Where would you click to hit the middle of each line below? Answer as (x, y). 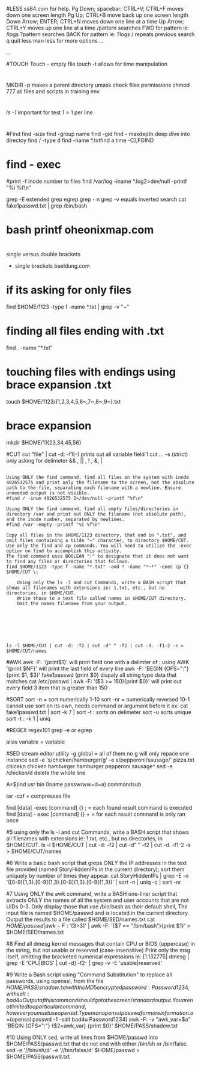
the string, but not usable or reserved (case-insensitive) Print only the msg (98, 950)
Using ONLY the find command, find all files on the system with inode (97, 478)
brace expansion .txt (59, 385)
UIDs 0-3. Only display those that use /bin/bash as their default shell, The (97, 907)
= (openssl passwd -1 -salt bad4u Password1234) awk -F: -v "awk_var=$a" (98, 1020)
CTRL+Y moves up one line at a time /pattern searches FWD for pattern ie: (98, 28)
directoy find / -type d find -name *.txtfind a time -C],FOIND (80, 140)
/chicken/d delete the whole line (46, 773)
